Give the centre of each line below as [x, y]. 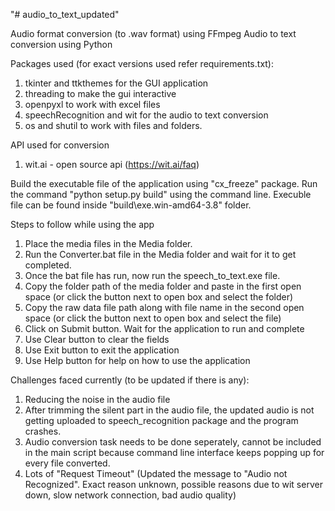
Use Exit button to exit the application [102, 350]
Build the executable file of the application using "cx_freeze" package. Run [164, 183]
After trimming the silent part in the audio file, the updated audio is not [169, 410]
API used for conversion [60, 145]
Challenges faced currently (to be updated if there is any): [130, 380]
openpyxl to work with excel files [92, 104]
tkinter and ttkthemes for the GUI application [116, 83]
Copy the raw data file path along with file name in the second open [164, 307]
